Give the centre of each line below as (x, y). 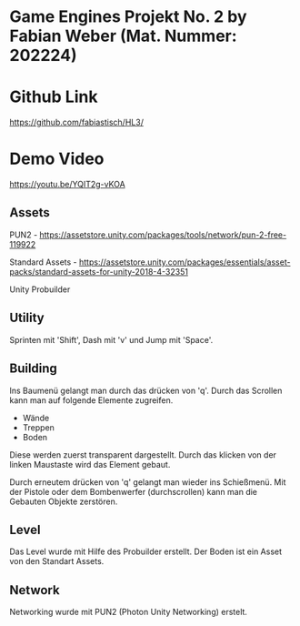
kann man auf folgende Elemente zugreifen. (91, 400)
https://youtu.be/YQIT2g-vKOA (67, 185)
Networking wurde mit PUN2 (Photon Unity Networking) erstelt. (129, 612)
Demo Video (57, 159)
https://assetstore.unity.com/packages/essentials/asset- (185, 262)
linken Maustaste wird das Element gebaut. (90, 464)
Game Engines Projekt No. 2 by (128, 17)
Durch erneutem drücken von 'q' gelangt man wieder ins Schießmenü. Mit (148, 482)
